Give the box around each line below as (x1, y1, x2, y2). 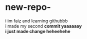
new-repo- (5, 1, 51, 13)
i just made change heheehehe (5, 28, 71, 34)
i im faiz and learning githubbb (5, 18, 68, 24)
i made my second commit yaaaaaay (5, 23, 82, 29)
